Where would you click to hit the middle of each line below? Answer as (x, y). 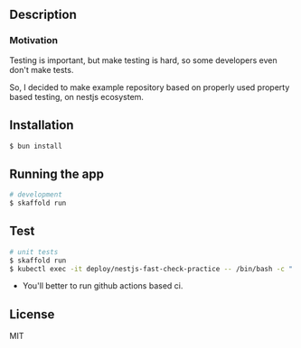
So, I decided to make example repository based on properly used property (150, 87)
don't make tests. (42, 69)
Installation (42, 125)
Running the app (56, 174)
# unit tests (34, 252)
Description (43, 15)
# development (36, 195)
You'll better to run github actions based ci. (103, 286)
